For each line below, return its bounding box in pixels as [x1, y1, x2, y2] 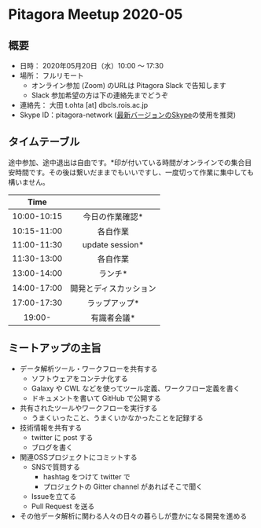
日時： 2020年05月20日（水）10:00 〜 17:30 [19, 61, 164, 70]
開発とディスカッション [69, 283, 156, 294]
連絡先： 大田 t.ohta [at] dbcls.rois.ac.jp [19, 101, 149, 109]
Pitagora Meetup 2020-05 [8, 5, 183, 24]
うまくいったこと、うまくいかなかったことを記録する [31, 412, 204, 422]
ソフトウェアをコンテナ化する [31, 373, 128, 383]
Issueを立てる [31, 491, 77, 500]
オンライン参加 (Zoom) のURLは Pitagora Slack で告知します [31, 81, 226, 90]
